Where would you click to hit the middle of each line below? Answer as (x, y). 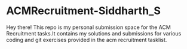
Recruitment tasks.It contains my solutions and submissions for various (94, 33)
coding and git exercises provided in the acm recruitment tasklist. (87, 40)
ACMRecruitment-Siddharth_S (84, 11)
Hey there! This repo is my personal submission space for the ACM (89, 27)
